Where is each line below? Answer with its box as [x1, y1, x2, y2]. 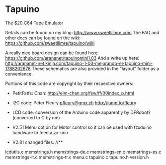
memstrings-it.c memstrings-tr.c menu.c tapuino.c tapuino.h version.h [5, 154, 149, 160]
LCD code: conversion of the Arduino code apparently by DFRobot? [12, 109, 151, 115]
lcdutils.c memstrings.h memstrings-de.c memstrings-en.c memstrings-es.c [5, 149, 162, 155]
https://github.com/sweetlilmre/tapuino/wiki [5, 40, 95, 46]
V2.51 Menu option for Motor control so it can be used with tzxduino [12, 124, 152, 130]
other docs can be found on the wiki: [5, 35, 81, 41]
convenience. [5, 71, 33, 77]
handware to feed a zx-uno [12, 129, 68, 135]
